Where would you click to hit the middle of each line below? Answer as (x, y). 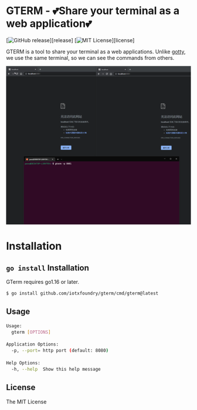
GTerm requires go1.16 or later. (43, 282)
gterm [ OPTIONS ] (31, 332)
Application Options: (33, 344)
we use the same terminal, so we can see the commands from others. (90, 57)
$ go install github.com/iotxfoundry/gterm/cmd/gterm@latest (82, 294)
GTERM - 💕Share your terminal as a (93, 11)
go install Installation (48, 268)
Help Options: (23, 363)
